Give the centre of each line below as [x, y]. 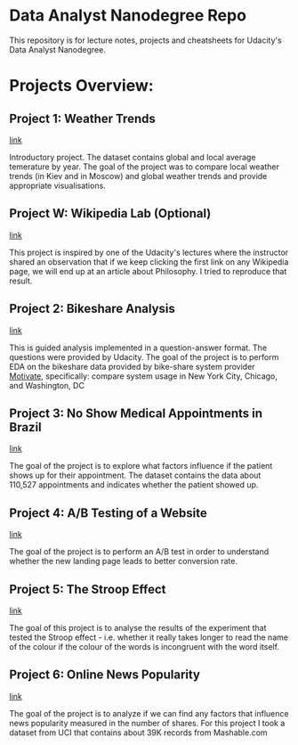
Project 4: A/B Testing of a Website [108, 513]
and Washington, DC [47, 385]
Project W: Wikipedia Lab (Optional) [110, 213]
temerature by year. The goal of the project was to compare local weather [145, 167]
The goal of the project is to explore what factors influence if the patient [141, 466]
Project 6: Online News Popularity [105, 675]
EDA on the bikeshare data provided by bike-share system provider [132, 366]
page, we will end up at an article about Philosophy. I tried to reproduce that [148, 271]
